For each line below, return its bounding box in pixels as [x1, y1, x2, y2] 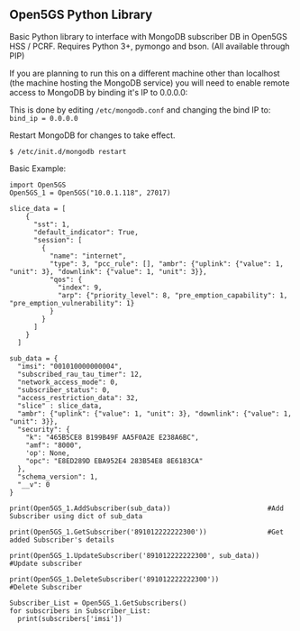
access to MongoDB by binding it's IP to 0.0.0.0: [9, 87, 188, 97]
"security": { [17, 425, 70, 434]
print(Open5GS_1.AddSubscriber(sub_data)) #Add [9, 504, 284, 513]
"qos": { [49, 275, 83, 284]
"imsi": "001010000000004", [17, 361, 123, 370]
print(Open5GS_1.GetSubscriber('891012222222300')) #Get [9, 527, 284, 536]
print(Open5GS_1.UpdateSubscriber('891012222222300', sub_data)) [9, 551, 259, 560]
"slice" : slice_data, [17, 401, 103, 410]
